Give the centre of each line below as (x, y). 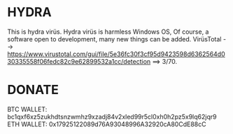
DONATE (33, 90)
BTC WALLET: (27, 109)
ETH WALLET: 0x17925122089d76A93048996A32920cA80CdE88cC (107, 124)
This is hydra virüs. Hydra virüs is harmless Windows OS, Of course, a (108, 32)
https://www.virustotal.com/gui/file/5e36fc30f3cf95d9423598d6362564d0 (116, 54)
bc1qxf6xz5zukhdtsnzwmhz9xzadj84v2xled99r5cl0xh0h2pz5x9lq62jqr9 (112, 116)
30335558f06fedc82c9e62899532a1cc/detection (79, 61)
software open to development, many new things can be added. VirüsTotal (114, 39)
